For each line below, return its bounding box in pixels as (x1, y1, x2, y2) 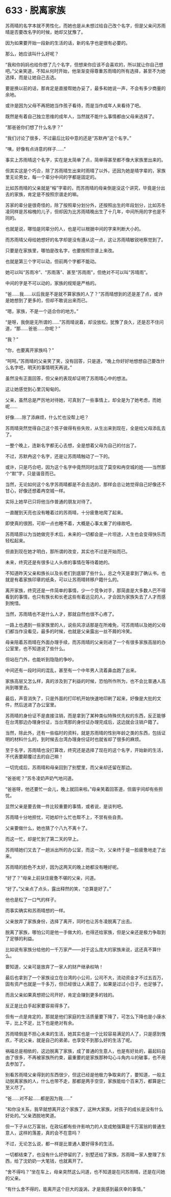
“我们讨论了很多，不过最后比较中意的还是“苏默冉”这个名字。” (5, 135, 131, 141)
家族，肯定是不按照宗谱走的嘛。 (14, 191, 81, 197)
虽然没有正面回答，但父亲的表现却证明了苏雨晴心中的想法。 (5, 375, 130, 381)
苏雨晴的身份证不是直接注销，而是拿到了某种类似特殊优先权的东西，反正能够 (5, 712, 166, 719)
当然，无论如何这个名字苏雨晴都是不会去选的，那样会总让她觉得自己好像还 (5, 481, 161, 487)
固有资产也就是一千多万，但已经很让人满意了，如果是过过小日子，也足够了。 (5, 981, 166, 987)
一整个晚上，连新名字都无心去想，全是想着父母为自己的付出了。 (5, 442, 139, 448)
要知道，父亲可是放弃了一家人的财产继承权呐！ (5, 963, 103, 970)
